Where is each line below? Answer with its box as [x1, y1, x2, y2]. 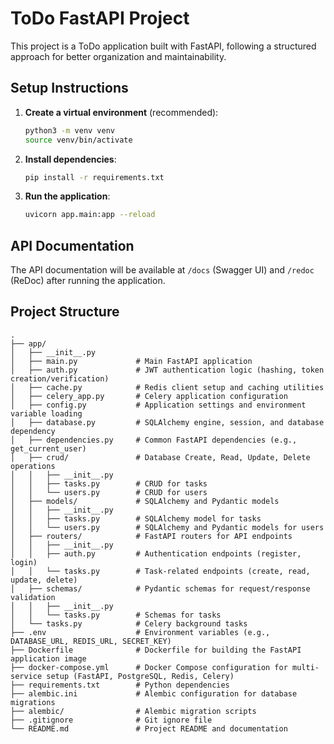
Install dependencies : [24, 153, 117, 165]
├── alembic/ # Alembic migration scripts [10, 706, 257, 716]
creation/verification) [10, 373, 110, 384]
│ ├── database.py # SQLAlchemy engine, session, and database [10, 417, 325, 427]
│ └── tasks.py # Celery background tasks [10, 618, 248, 629]
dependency [10, 426, 56, 436]
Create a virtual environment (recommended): [24, 106, 219, 118]
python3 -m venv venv [24, 125, 116, 136]
